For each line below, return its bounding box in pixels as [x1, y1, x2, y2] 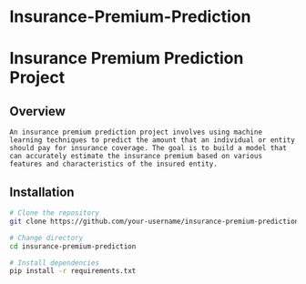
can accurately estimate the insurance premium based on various [9, 152, 262, 161]
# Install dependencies [9, 258, 100, 268]
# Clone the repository [9, 208, 100, 218]
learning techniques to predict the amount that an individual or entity [9, 136, 296, 145]
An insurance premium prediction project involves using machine [9, 127, 262, 137]
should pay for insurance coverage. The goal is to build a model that [9, 144, 287, 153]
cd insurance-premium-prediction [9, 241, 137, 251]
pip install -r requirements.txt [9, 267, 137, 276]
